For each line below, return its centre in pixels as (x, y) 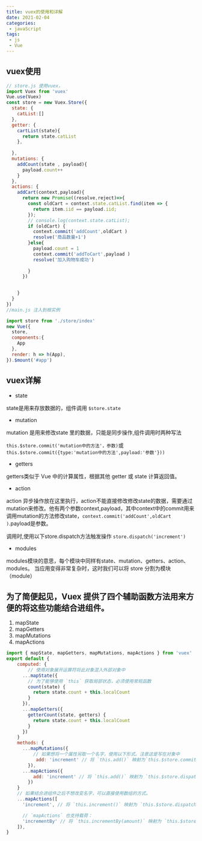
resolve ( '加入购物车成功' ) (63, 260)
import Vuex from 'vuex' (37, 91)
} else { (36, 243)
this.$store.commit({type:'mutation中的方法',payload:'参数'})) (86, 452)
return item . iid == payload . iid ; (75, 209)
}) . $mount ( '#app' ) (29, 360)
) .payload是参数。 (29, 523)
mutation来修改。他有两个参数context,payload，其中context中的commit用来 (100, 508)
